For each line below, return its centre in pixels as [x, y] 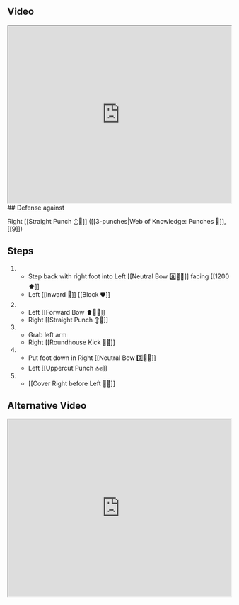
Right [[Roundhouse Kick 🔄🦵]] [71, 342]
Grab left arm [47, 334]
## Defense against [36, 208]
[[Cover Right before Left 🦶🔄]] [71, 383]
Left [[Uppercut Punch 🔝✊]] [68, 368]
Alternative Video [47, 406]
